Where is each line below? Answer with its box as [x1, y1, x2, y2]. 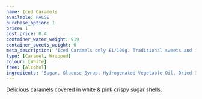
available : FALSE [6, 14, 50, 20]
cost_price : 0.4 [6, 31, 47, 37]
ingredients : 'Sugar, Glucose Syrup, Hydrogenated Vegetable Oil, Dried [6, 70, 192, 76]
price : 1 [6, 25, 28, 32]
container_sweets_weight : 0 [6, 42, 77, 48]
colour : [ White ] [6, 58, 47, 64]
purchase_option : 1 [6, 20, 55, 26]
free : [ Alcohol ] [6, 64, 47, 70]
